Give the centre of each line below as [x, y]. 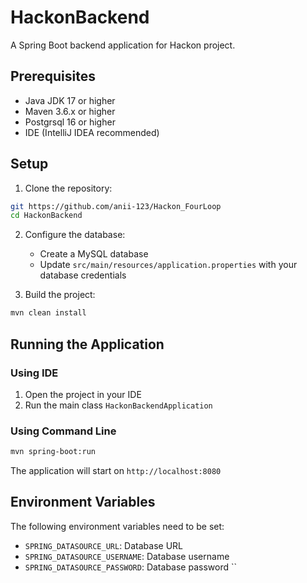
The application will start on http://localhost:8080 [116, 471]
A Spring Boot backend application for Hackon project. [123, 45]
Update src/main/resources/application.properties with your [168, 265]
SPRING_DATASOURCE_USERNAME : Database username [127, 556]
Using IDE [34, 373]
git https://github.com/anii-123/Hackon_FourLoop [116, 206]
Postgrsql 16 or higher [70, 122]
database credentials [83, 275]
